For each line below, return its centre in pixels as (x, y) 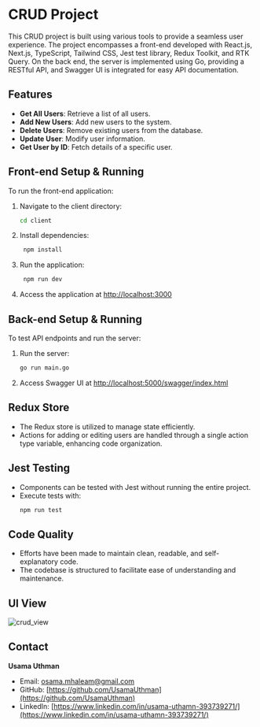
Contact (28, 647)
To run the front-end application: (61, 191)
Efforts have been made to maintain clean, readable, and (111, 554)
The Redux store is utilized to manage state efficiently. (107, 426)
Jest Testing (39, 468)
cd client (36, 221)
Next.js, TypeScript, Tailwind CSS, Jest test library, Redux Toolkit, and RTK (129, 53)
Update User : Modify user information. (82, 139)
